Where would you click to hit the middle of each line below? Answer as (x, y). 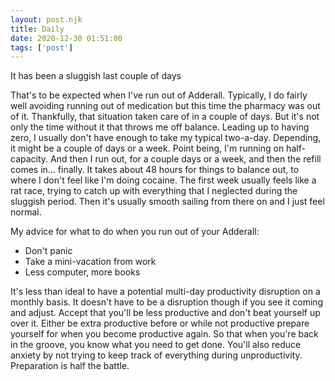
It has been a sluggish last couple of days (96, 76)
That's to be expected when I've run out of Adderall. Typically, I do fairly (159, 95)
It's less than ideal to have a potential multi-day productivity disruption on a (165, 292)
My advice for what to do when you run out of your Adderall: (135, 232)
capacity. (29, 159)
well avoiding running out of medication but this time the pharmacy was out (165, 106)
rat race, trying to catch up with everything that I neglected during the (154, 191)
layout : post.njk (46, 19)
